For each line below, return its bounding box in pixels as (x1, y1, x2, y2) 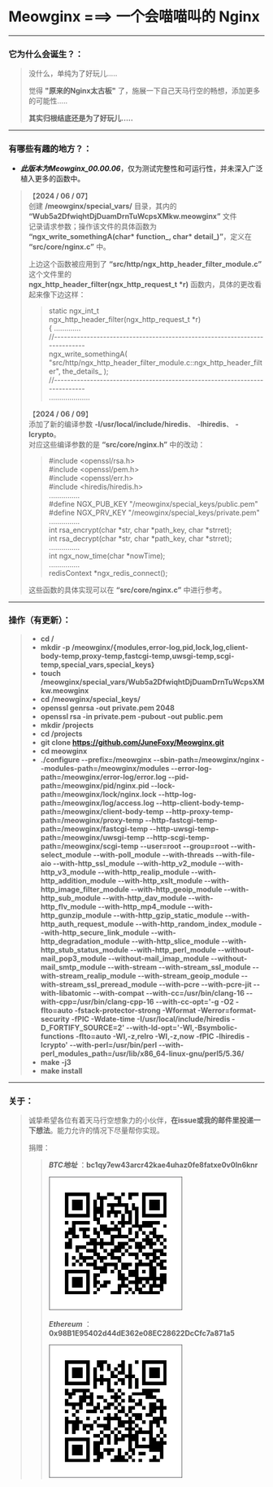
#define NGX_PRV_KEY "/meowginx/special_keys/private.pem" (48, 508, 260, 517)
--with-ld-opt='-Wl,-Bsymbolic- (125, 1023, 238, 1032)
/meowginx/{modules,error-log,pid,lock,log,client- (71, 642, 249, 652)
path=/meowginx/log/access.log (40, 798, 154, 808)
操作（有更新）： (8, 615, 71, 626)
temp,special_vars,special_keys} (40, 660, 155, 669)
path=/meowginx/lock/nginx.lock (40, 789, 157, 799)
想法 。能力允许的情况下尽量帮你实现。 (35, 1126, 164, 1136)
